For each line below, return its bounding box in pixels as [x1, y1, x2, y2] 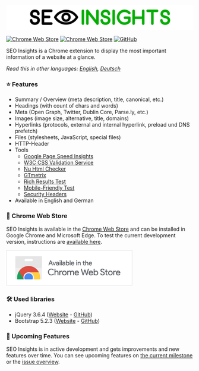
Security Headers [23, 191, 67, 198]
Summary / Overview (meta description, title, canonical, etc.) [14, 96, 164, 103]
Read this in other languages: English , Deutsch [6, 65, 121, 72]
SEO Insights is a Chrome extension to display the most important [6, 47, 166, 54]
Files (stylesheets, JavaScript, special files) [14, 134, 121, 141]
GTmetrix [23, 172, 46, 179]
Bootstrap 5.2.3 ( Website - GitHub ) [14, 317, 100, 324]
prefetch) [14, 127, 38, 135]
